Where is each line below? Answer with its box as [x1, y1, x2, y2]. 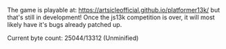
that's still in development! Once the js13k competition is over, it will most [7, 13, 216, 21]
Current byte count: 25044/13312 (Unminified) [7, 34, 139, 42]
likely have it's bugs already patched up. [7, 21, 122, 28]
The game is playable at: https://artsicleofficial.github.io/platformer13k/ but [7, 6, 220, 14]
